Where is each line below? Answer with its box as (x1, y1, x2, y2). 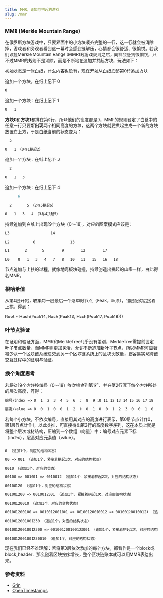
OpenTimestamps (12, 587, 48, 593)
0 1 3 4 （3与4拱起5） (5, 211, 61, 216)
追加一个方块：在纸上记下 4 (5, 184, 60, 190)
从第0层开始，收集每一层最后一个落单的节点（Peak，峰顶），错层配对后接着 (5, 298, 156, 304)
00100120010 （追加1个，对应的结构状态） (5, 501, 81, 506)
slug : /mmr (5, 12, 27, 17)
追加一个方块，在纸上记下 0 (5, 78, 60, 84)
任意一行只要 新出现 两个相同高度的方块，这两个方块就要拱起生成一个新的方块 (5, 123, 158, 128)
